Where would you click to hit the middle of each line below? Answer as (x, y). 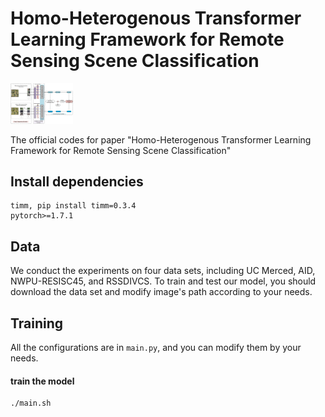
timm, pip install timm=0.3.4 (73, 206)
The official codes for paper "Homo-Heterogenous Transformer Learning (161, 139)
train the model (42, 381)
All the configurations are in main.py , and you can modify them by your (156, 348)
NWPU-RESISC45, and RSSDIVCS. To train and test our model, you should (163, 281)
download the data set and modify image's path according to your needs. (161, 292)
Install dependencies (77, 182)
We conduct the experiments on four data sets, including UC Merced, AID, (163, 271)
